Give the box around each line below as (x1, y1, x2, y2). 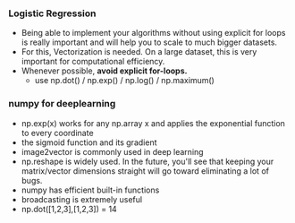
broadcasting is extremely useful (21, 193, 143, 204)
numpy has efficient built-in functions (21, 184, 160, 195)
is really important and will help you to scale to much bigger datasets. (21, 37, 278, 47)
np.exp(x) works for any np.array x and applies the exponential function (21, 117, 285, 128)
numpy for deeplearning (8, 98, 116, 110)
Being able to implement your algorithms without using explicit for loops (21, 28, 286, 39)
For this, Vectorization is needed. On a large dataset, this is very (21, 47, 257, 57)
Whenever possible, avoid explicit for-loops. (21, 65, 188, 76)
